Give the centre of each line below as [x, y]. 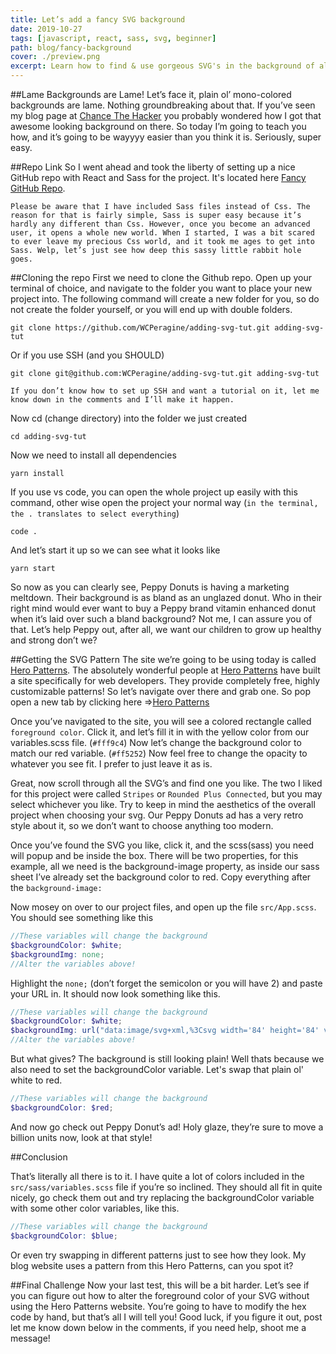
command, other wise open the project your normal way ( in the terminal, [164, 502]
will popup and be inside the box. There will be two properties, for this [154, 855]
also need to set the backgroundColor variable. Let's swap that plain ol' [157, 1069]
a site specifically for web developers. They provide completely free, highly [165, 680]
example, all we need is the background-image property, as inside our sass [165, 866]
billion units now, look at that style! [81, 1137]
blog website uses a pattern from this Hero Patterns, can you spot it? [152, 1265]
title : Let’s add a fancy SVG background [98, 19]
